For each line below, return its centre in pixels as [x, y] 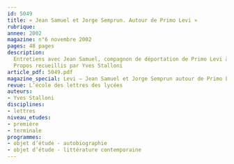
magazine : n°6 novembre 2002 [49, 40]
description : [26, 53]
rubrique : [22, 27]
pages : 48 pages [31, 46]
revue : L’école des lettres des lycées [65, 85]
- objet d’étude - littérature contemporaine [74, 150]
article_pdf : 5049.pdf [40, 72]
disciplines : [26, 105]
